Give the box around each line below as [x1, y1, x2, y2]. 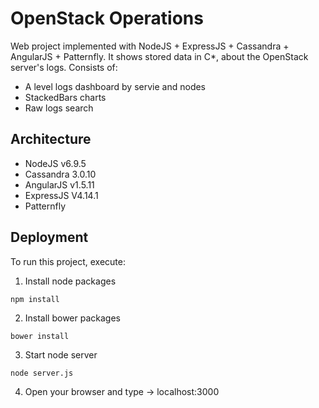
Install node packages [24, 275, 117, 287]
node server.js [10, 368, 74, 378]
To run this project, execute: [10, 255, 126, 267]
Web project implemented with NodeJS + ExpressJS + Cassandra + [10, 40, 290, 52]
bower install [10, 331, 70, 341]
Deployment [10, 229, 89, 246]
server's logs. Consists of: [10, 61, 118, 73]
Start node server [24, 348, 98, 361]
